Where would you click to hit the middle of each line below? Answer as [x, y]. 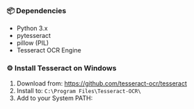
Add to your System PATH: [55, 98]
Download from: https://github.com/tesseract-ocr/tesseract [102, 83]
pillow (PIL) [33, 43]
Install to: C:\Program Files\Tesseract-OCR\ [79, 90]
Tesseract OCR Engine [49, 50]
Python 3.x [32, 28]
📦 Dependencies [37, 10]
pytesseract [34, 36]
